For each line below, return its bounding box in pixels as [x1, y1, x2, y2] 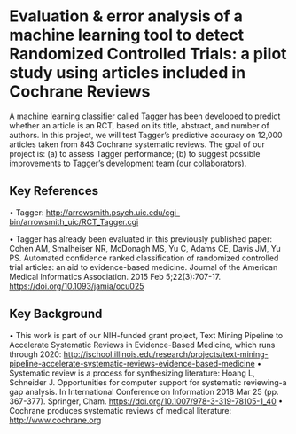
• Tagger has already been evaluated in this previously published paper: [9, 233, 273, 244]
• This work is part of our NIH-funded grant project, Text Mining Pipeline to [9, 329, 284, 340]
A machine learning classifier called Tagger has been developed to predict [9, 111, 281, 121]
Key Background [9, 306, 103, 322]
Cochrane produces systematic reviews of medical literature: [9, 405, 232, 415]
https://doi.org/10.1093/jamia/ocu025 [9, 281, 144, 291]
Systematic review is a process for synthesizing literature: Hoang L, [9, 368, 255, 378]
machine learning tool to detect [9, 25, 245, 45]
